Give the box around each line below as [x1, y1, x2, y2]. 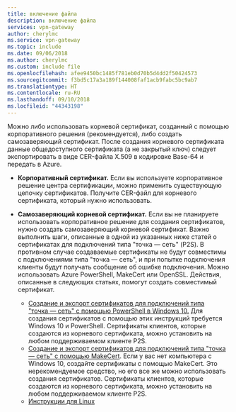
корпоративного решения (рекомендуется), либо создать [7, 129, 182, 138]
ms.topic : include [7, 43, 61, 50]
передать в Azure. [7, 160, 62, 168]
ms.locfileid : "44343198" [7, 103, 83, 110]
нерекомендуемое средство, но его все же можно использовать [28, 367, 226, 375]
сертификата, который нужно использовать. [17, 196, 152, 204]
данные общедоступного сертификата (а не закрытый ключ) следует [7, 145, 217, 153]
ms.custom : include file [7, 63, 81, 70]
